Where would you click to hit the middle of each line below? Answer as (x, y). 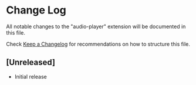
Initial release (31, 76)
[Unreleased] (31, 62)
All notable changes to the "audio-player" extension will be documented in (96, 26)
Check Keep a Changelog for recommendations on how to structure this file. (98, 44)
